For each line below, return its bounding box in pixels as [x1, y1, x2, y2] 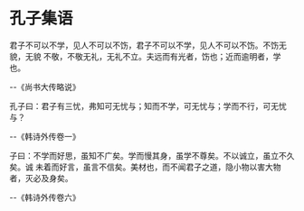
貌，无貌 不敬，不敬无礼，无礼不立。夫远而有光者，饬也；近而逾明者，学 [9, 50, 281, 61]
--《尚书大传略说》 [9, 81, 81, 92]
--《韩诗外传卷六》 [9, 191, 81, 203]
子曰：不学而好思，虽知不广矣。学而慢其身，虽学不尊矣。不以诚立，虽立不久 [9, 150, 295, 161]
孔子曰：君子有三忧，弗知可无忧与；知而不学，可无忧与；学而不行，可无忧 [9, 100, 287, 111]
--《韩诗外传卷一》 [9, 131, 81, 142]
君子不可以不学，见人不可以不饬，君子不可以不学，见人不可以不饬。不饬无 [9, 40, 287, 50]
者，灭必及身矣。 [9, 172, 73, 183]
